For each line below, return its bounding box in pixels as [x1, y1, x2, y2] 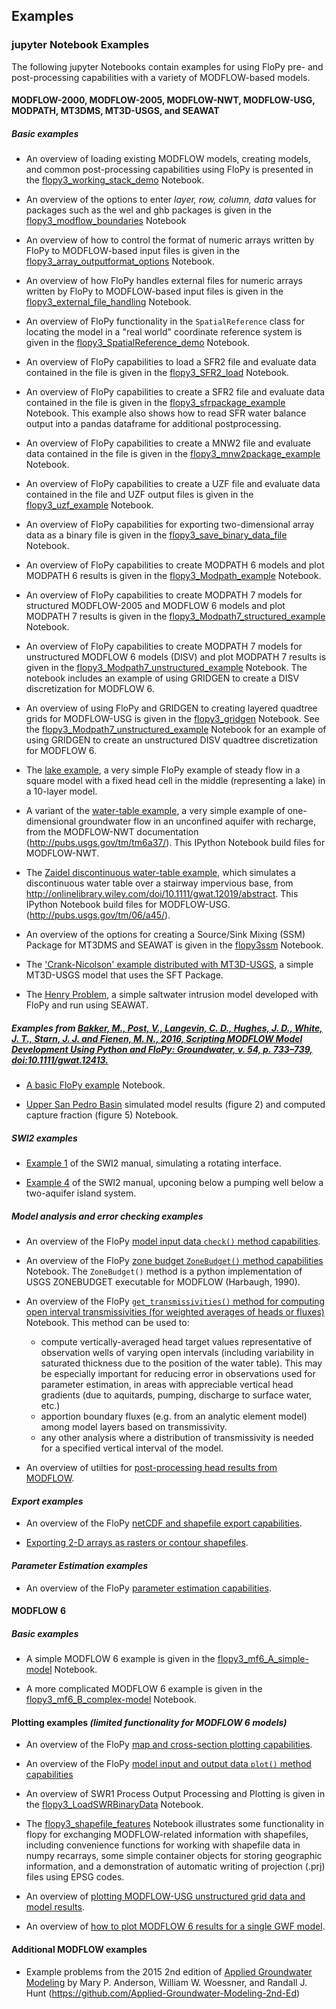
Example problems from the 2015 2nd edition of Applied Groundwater [25, 1965, 313, 1978]
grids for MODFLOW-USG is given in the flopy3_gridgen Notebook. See [25, 713, 320, 725]
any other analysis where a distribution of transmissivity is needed [40, 1432, 314, 1444]
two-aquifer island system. [25, 1187, 137, 1199]
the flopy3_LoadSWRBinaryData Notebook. [25, 1799, 204, 1811]
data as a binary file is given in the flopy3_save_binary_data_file [25, 529, 288, 541]
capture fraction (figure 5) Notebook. [25, 1109, 179, 1121]
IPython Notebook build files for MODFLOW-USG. [25, 899, 231, 911]
